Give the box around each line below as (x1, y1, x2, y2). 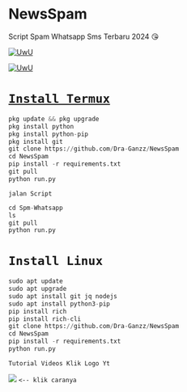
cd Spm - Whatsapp (8, 204, 63, 212)
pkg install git (8, 137, 63, 145)
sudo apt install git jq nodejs (8, 292, 117, 300)
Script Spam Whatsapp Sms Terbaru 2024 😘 (8, 32, 159, 41)
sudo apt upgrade (8, 285, 67, 293)
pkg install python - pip (8, 130, 89, 138)
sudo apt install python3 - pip (8, 300, 111, 308)
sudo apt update (8, 277, 63, 285)
